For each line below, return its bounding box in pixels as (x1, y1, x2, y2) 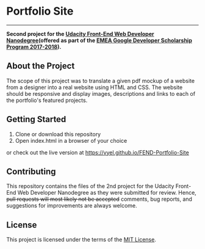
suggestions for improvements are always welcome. (6, 202, 137, 209)
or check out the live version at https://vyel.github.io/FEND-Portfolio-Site (6, 148, 189, 156)
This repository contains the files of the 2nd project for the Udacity (6, 182, 174, 190)
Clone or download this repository (15, 130, 101, 138)
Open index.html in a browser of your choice (15, 137, 128, 144)
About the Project (6, 61, 75, 71)
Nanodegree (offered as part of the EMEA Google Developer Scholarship (6, 37, 192, 44)
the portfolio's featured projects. (6, 96, 88, 104)
